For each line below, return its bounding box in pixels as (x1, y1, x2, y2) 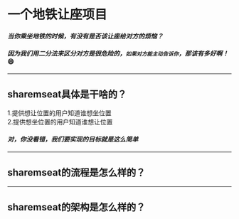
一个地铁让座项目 (7, 6, 108, 23)
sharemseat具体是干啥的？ (7, 88, 127, 100)
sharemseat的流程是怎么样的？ (7, 166, 146, 178)
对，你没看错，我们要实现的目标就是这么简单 (7, 135, 139, 144)
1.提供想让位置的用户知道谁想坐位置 (7, 108, 112, 117)
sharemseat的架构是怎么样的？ (7, 201, 146, 213)
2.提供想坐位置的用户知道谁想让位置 (7, 117, 113, 126)
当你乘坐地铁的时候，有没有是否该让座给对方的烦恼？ (7, 31, 164, 40)
